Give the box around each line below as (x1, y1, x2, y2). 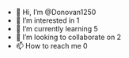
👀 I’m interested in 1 (15, 16, 80, 25)
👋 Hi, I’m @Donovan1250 (15, 8, 97, 16)
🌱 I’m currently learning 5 (15, 24, 99, 33)
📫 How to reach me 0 (15, 42, 89, 50)
